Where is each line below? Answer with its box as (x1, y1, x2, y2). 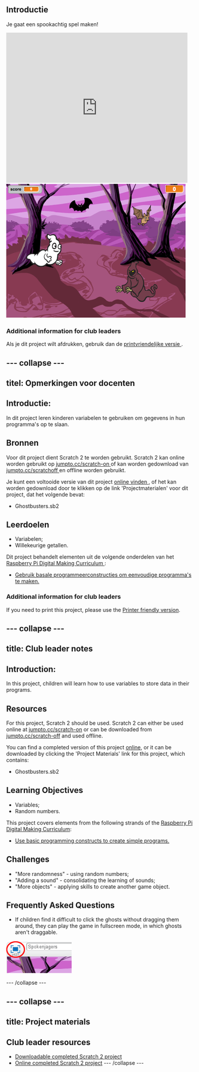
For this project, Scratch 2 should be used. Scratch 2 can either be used (6, 719, 183, 727)
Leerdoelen (6, 519, 50, 529)
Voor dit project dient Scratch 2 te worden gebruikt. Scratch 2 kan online (6, 454, 185, 461)
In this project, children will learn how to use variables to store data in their (6, 680, 189, 687)
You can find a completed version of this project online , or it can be (6, 744, 172, 751)
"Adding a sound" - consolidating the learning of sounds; (14, 877, 155, 884)
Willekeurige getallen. (14, 542, 69, 549)
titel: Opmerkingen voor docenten (6, 378, 136, 388)
